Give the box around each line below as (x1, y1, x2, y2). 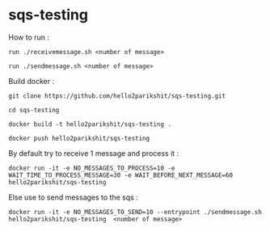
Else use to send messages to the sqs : (8, 192, 139, 202)
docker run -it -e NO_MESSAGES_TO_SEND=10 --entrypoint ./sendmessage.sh (8, 208, 263, 216)
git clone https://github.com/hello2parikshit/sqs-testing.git (8, 91, 226, 100)
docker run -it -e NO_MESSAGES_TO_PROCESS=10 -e (8, 164, 175, 172)
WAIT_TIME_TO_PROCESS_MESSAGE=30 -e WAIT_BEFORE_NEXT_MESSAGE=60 (8, 171, 233, 179)
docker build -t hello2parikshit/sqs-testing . (8, 120, 172, 128)
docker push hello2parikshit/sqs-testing (8, 134, 150, 142)
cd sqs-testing (8, 106, 60, 114)
